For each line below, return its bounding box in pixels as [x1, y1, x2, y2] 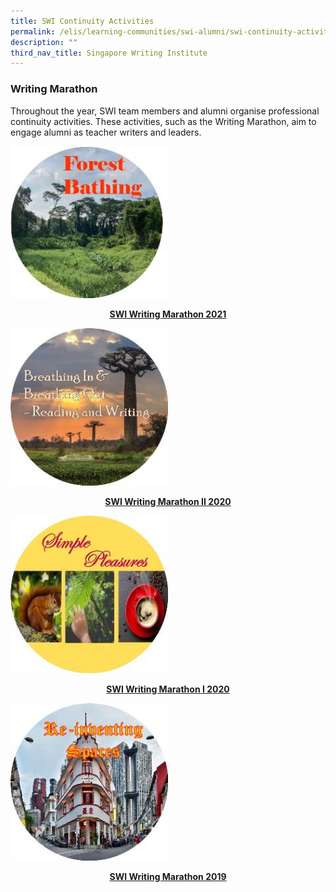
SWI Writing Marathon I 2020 [106, 683, 230, 695]
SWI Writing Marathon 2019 [109, 871, 227, 883]
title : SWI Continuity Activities [10, 16, 155, 26]
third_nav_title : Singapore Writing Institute [10, 48, 208, 58]
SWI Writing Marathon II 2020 [104, 496, 232, 508]
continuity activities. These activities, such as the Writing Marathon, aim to [10, 115, 317, 127]
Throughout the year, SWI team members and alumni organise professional [10, 105, 320, 117]
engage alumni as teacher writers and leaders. [10, 126, 202, 138]
